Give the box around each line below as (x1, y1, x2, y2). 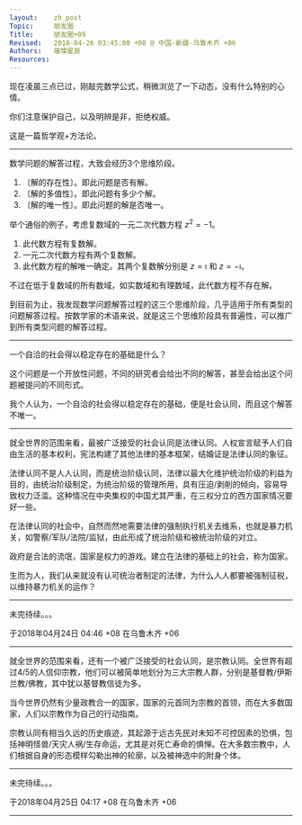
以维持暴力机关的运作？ (9, 581, 96, 592)
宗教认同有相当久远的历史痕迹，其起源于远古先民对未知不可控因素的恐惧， (9, 727, 285, 738)
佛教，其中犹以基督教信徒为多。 (28, 677, 147, 688)
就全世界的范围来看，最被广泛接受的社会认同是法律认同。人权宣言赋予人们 (9, 437, 285, 448)
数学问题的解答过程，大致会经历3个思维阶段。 (9, 158, 180, 168)
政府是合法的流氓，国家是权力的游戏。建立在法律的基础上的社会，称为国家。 (9, 551, 293, 561)
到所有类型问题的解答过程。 (9, 321, 112, 332)
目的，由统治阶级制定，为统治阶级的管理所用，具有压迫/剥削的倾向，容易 (9, 479, 280, 489)
